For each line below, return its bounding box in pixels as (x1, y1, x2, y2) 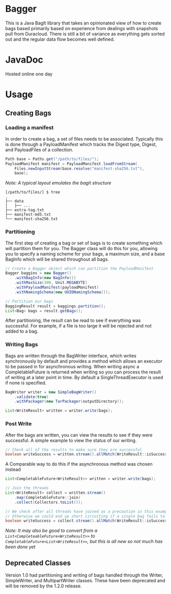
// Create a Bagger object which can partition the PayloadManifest (5, 266, 154, 271)
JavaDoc (5, 54, 43, 66)
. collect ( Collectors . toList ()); (14, 500, 83, 505)
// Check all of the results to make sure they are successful (5, 447, 142, 452)
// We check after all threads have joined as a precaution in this (5, 509, 154, 514)
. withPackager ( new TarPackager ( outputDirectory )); (14, 399, 124, 404)
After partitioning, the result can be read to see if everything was (5, 317, 141, 323)
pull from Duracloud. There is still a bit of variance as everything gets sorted (5, 31, 165, 37)
